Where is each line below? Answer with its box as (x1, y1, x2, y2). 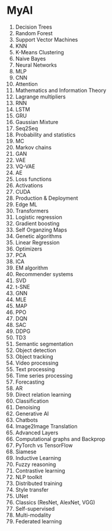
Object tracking (15, 353, 53, 360)
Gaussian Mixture (15, 118, 59, 125)
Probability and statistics (15, 131, 76, 138)
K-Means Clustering (15, 48, 65, 55)
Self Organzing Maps (15, 226, 68, 233)
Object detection (15, 347, 57, 354)
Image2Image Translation (15, 422, 78, 430)
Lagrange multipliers (15, 93, 66, 100)
